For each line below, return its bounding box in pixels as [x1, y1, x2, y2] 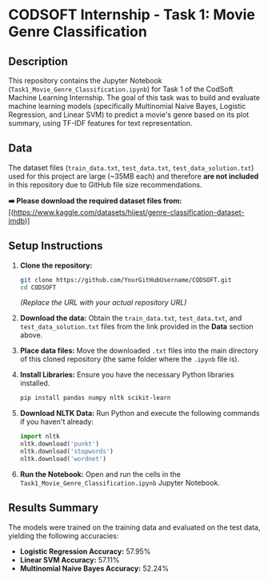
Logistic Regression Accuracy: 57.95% [19, 547, 151, 556]
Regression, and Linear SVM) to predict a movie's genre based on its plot [8, 110, 250, 119]
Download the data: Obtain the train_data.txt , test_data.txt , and [19, 313, 242, 323]
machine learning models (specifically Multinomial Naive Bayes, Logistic [8, 102, 246, 111]
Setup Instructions [8, 239, 103, 253]
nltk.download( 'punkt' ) [19, 440, 100, 448]
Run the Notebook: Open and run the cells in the [19, 469, 182, 478]
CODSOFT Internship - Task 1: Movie [8, 6, 256, 24]
